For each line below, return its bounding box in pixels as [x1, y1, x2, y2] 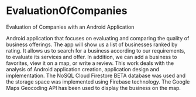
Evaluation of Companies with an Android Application [6, 23, 135, 30]
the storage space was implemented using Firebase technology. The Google [6, 78, 190, 85]
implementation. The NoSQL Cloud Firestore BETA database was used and [6, 72, 186, 79]
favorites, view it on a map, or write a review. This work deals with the [6, 60, 174, 67]
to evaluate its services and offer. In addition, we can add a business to [6, 53, 177, 60]
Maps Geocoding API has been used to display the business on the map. [6, 84, 181, 91]
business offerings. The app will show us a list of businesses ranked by [6, 41, 178, 48]
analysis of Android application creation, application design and [6, 65, 160, 72]
